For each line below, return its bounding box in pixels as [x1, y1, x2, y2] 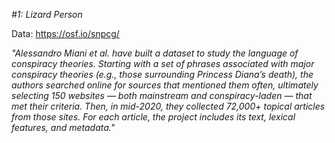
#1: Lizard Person [11, 9, 83, 20]
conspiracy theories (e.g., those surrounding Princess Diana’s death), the [11, 69, 314, 80]
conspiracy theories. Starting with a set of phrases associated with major [11, 58, 315, 69]
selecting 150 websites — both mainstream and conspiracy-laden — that [11, 90, 313, 101]
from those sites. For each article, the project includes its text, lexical [11, 111, 296, 123]
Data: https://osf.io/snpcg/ [11, 28, 120, 39]
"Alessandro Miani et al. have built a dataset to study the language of [11, 47, 299, 59]
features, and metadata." [11, 122, 116, 133]
